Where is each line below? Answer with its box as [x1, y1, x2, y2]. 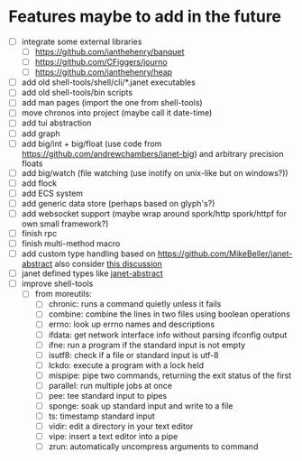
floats [21, 158, 43, 169]
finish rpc [21, 227, 58, 238]
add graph [21, 128, 60, 139]
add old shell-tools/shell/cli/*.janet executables [21, 77, 196, 88]
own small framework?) [21, 218, 109, 229]
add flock [21, 178, 58, 189]
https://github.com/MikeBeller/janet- [157, 248, 293, 259]
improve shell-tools [21, 278, 94, 290]
